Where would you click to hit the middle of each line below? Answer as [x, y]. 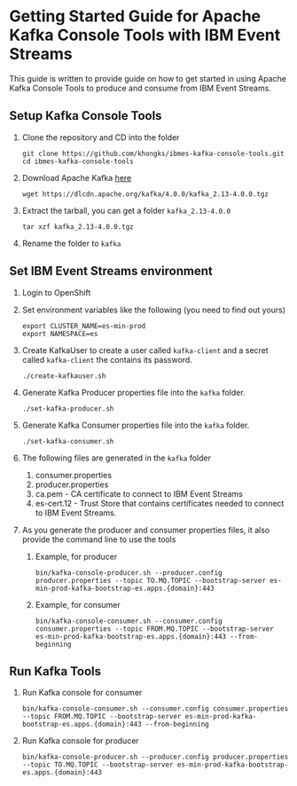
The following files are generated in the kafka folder [116, 458]
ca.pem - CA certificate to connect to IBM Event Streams [139, 493]
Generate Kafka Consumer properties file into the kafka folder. [136, 425]
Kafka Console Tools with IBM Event [145, 35]
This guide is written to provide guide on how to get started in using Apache [148, 78]
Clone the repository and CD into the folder [101, 137]
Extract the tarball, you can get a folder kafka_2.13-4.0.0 [126, 210]
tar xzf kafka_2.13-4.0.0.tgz [78, 227]
